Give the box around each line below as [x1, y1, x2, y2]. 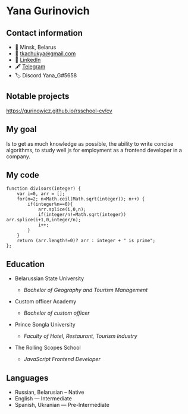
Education [6, 259, 45, 269]
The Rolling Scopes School [14, 344, 82, 352]
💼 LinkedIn [14, 57, 41, 63]
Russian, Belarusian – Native [14, 388, 84, 396]
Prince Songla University [14, 321, 76, 328]
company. [6, 153, 31, 160]
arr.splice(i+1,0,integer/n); [6, 217, 82, 223]
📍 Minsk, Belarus [14, 43, 57, 51]
